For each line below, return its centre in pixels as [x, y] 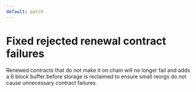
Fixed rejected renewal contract [86, 41]
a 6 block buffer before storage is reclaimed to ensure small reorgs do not [97, 76]
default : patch [25, 12]
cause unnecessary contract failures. [52, 83]
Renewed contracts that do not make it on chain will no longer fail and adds [98, 70]
